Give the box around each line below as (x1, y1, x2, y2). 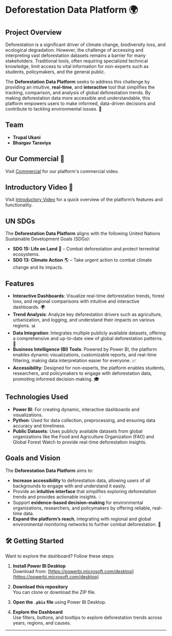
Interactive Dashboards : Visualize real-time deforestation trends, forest (12, 293, 165, 299)
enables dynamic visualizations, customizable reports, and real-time (12, 352, 157, 358)
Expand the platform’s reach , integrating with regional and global (12, 516, 152, 522)
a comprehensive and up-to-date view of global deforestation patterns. (12, 335, 163, 342)
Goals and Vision (5, 454, 60, 462)
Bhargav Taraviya (12, 139, 51, 146)
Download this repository (12, 583, 68, 589)
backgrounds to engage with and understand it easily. (12, 482, 126, 489)
